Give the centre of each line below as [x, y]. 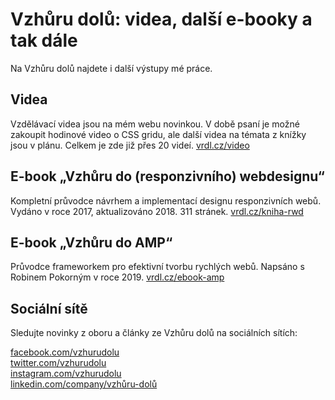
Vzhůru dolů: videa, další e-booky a [161, 19]
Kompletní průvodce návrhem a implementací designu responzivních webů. [166, 200]
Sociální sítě [49, 308]
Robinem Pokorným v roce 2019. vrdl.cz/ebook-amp [117, 277]
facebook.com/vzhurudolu [65, 352]
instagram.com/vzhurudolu [66, 374]
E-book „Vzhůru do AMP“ [91, 242]
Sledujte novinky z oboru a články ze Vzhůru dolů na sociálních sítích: [154, 333]
